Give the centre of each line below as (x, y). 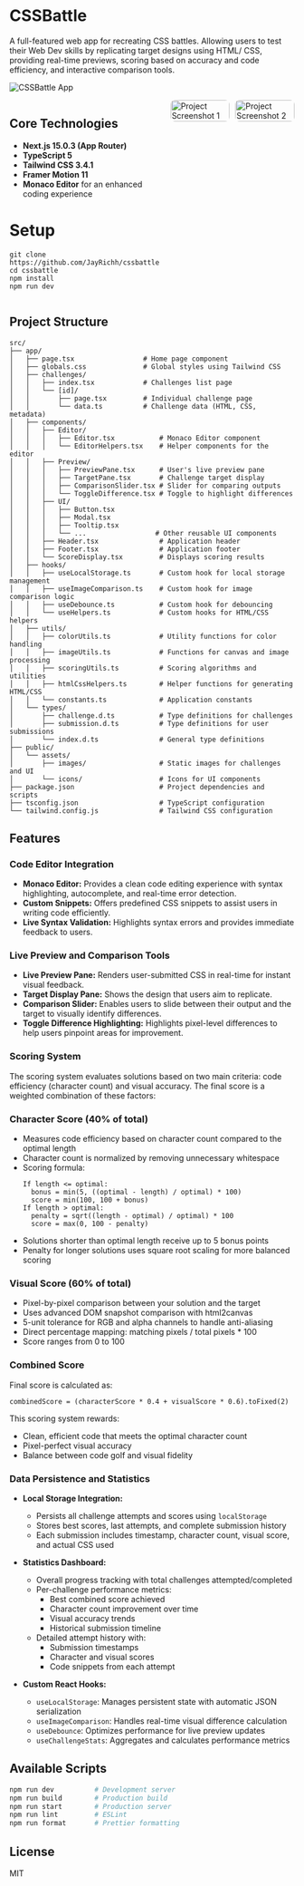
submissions (32, 731)
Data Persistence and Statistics (80, 1478)
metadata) (28, 414)
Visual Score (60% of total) (71, 1283)
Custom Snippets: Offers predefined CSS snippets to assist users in (150, 904)
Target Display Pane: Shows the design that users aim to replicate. (147, 994)
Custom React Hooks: (64, 1684)
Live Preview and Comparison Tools (90, 955)
